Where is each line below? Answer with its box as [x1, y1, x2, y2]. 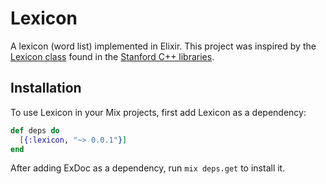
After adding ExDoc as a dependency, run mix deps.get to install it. [10, 162, 286, 174]
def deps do [10, 125, 60, 136]
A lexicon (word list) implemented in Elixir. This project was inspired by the [10, 40, 317, 52]
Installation [10, 80, 82, 97]
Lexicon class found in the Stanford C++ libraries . [10, 50, 215, 62]
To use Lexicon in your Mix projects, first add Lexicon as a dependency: [10, 106, 307, 118]
